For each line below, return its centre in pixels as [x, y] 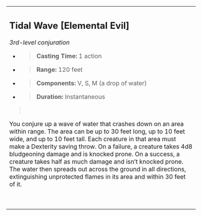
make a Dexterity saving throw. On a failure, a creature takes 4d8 [101, 146]
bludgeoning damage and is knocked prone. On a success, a [95, 154]
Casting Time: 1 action [69, 56]
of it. [16, 184]
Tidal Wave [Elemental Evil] [69, 25]
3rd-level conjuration [40, 42]
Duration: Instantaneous [71, 97]
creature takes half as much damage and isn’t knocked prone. [96, 161]
